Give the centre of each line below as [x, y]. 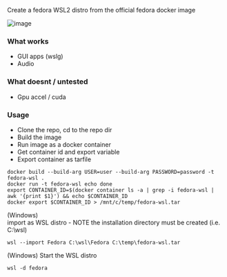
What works [28, 41]
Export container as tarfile [54, 159]
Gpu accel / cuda [42, 97]
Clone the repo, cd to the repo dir [65, 129]
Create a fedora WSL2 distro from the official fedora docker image [101, 10]
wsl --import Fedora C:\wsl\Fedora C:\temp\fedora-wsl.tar [94, 242]
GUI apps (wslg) [40, 56]
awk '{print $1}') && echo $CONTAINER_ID [68, 196]
